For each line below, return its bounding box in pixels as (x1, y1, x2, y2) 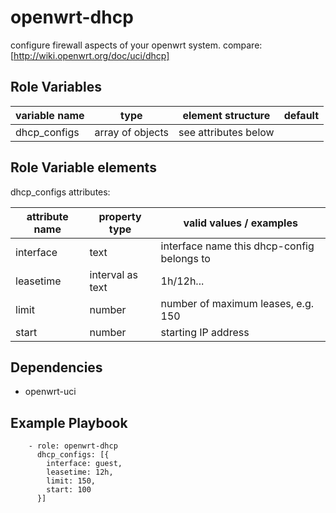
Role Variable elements (10, 159, 157, 176)
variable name (15, 108, 85, 122)
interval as (89, 267, 139, 281)
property (98, 209, 142, 223)
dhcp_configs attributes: (10, 186, 111, 198)
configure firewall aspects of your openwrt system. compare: (10, 39, 263, 51)
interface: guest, (46, 459, 123, 469)
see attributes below (178, 125, 275, 139)
